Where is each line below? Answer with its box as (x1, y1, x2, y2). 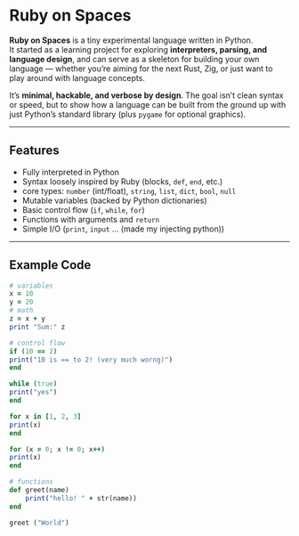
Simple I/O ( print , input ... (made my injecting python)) (21, 223, 225, 234)
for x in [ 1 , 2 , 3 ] (9, 411, 82, 421)
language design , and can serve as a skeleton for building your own (9, 53, 260, 64)
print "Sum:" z (9, 322, 66, 331)
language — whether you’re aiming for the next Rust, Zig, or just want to (9, 63, 273, 74)
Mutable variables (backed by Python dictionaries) (21, 195, 207, 206)
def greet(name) (9, 486, 69, 495)
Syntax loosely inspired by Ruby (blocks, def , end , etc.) (21, 175, 223, 187)
